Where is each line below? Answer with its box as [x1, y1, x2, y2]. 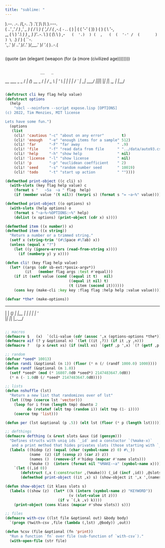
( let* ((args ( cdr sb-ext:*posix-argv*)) [9, 265, 96, 270]
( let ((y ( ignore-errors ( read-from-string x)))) [14, 247, 118, 252]
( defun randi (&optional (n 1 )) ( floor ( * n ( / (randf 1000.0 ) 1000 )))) [5, 361, 157, 366]
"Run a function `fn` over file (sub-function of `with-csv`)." [9, 534, 144, 539]
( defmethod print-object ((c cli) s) [5, 179, 82, 183]
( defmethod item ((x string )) [5, 228, 67, 233]
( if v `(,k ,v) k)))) [57, 498, 102, 503]
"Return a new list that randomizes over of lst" [9, 393, 113, 398]
